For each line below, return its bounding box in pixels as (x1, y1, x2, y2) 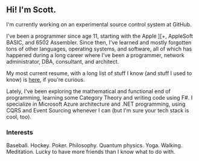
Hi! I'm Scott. (6, 5, 56, 15)
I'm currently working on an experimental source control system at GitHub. (6, 20, 192, 28)
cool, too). (6, 113, 32, 120)
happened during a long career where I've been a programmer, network (6, 51, 185, 59)
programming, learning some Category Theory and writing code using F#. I (6, 94, 193, 101)
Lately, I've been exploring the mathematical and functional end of (6, 87, 171, 95)
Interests (6, 128, 33, 136)
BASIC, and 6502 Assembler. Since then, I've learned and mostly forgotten (6, 38, 192, 46)
